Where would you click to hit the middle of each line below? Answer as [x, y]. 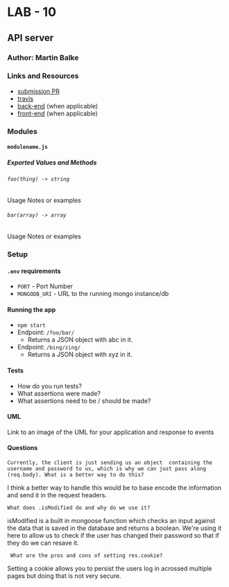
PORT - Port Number [45, 286]
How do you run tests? [49, 386]
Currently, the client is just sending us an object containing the [110, 463]
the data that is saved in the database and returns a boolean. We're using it [114, 528]
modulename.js [28, 147]
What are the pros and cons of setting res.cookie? [86, 556]
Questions [23, 448]
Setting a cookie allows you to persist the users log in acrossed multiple [110, 569]
